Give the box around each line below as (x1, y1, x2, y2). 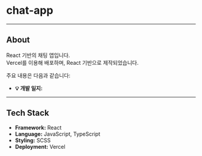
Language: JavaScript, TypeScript (14, 130, 100, 137)
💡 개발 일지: (14, 85, 43, 92)
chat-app (6, 4, 54, 17)
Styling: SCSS (14, 136, 51, 144)
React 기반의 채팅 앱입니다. (6, 52, 70, 59)
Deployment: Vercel (14, 143, 66, 150)
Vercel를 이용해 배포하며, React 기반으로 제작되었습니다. (6, 59, 139, 66)
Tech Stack (6, 108, 49, 118)
